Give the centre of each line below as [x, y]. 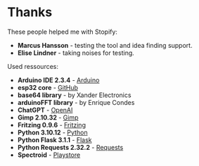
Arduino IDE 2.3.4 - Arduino [58, 80]
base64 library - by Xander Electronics [74, 95]
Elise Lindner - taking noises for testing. [76, 53]
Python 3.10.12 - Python [52, 132]
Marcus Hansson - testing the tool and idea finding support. [105, 45]
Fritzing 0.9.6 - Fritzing [52, 124]
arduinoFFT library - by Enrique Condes [76, 102]
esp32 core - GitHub [48, 87]
